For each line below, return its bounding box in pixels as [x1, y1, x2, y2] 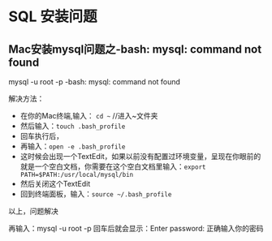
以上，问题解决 [8, 206, 58, 216]
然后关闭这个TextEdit [19, 179, 91, 188]
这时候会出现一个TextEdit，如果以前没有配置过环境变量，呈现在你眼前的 [19, 152, 261, 161]
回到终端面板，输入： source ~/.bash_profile [19, 189, 172, 199]
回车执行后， [19, 131, 63, 140]
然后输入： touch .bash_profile [19, 121, 126, 131]
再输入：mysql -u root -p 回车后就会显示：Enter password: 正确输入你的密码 [8, 224, 264, 233]
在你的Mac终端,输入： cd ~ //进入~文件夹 [19, 111, 158, 120]
